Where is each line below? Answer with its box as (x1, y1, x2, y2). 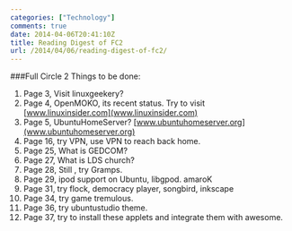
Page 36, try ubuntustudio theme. (22, 202, 148, 213)
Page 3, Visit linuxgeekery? (22, 89, 124, 99)
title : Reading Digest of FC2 (10, 38, 124, 47)
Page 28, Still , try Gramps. (22, 165, 123, 175)
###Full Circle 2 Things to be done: (10, 71, 141, 81)
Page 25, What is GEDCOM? (22, 145, 128, 157)
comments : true (10, 21, 67, 30)
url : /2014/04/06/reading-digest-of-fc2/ (10, 47, 168, 56)
